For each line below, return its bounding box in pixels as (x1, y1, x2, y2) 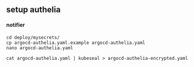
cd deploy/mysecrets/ (6, 34, 60, 40)
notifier (6, 21, 25, 28)
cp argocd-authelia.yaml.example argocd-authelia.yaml (6, 40, 146, 46)
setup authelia (6, 5, 61, 15)
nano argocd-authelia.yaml (6, 44, 73, 51)
